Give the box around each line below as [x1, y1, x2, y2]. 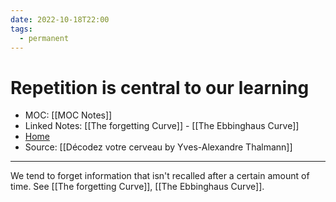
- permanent [19, 33, 70, 43]
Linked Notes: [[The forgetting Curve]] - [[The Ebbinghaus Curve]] [24, 120, 300, 132]
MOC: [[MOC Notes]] [24, 109, 113, 121]
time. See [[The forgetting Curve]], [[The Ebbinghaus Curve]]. [10, 181, 265, 193]
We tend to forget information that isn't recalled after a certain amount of [10, 170, 310, 182]
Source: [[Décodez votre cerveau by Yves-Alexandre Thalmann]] [24, 141, 293, 153]
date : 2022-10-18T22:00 [10, 14, 110, 25]
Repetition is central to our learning [10, 76, 310, 99]
